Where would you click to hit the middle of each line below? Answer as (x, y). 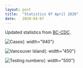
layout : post (18, 9)
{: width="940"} (38, 42)
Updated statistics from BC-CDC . (38, 33)
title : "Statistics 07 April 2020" (42, 14)
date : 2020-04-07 (25, 18)
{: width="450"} (60, 51)
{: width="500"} (59, 61)
